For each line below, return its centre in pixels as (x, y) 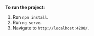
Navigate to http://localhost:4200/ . (51, 28)
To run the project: (25, 7)
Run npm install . (31, 17)
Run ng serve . (27, 23)
